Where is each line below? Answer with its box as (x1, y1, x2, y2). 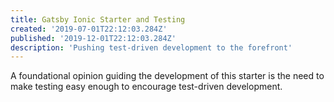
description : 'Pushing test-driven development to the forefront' (10, 42, 293, 53)
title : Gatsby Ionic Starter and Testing (10, 14, 186, 25)
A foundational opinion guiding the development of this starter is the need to (10, 70, 325, 82)
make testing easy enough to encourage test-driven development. (10, 81, 283, 93)
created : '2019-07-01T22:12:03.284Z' (10, 24, 168, 34)
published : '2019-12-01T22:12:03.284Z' (10, 33, 177, 43)
